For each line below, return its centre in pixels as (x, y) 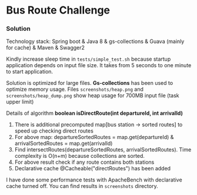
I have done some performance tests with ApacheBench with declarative (94, 180)
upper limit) (20, 102)
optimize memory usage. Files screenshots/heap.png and (75, 90)
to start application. (30, 72)
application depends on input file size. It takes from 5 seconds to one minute (99, 65)
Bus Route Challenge (58, 10)
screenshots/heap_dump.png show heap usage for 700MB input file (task (93, 95)
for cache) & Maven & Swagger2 (46, 48)
